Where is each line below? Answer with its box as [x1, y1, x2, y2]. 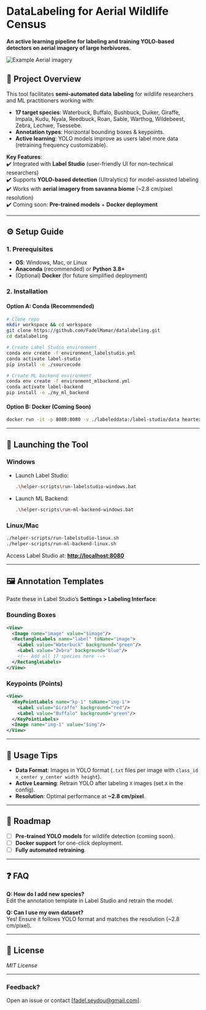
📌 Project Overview [6, 74, 82, 84]
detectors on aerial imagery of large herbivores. [6, 44, 131, 52]
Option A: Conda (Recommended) [6, 302, 95, 309]
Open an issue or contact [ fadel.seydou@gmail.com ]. [6, 996, 141, 1004]
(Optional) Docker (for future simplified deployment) [15, 272, 148, 279]
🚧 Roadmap [6, 816, 51, 826]
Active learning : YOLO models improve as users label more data [15, 134, 178, 142]
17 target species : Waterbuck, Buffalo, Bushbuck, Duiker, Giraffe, [15, 109, 180, 116]
